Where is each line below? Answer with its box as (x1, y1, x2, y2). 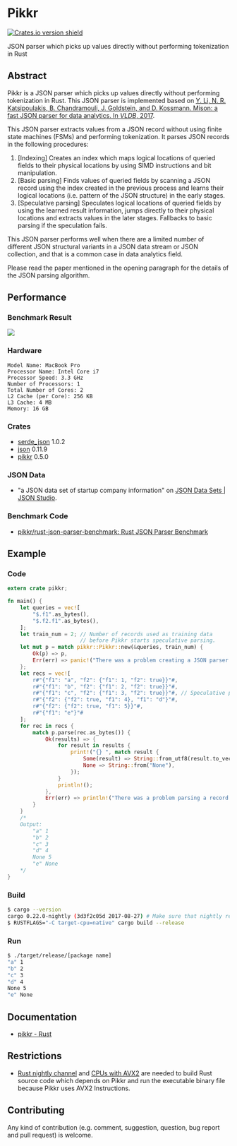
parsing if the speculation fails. (17, 221, 107, 229)
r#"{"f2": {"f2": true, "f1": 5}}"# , (32, 703, 143, 710)
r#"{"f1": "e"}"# (32, 710, 83, 717)
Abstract (7, 70, 47, 82)
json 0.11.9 (17, 445, 48, 453)
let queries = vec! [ (20, 604, 80, 611)
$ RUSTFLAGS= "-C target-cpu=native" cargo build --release (7, 919, 185, 926)
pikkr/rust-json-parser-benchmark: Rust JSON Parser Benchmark (17, 527, 209, 536)
